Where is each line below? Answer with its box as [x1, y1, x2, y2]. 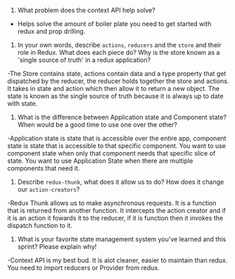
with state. [7, 99, 38, 108]
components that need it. [7, 164, 80, 172]
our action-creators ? [17, 185, 80, 193]
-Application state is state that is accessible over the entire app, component [7, 134, 227, 142]
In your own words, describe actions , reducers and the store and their [17, 41, 222, 49]
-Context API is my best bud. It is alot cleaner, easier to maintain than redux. [7, 256, 228, 264]
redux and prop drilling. [17, 27, 86, 35]
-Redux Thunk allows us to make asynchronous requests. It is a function [7, 199, 217, 207]
